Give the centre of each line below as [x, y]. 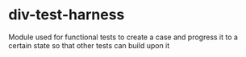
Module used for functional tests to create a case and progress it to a [123, 37]
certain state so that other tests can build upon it [89, 45]
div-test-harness [67, 15]
